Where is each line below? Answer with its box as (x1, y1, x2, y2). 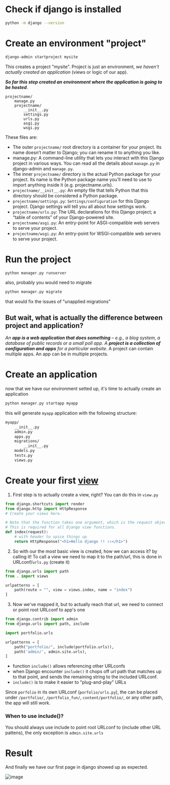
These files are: (5, 134, 38, 140)
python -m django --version (5, 20, 65, 25)
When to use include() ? (5, 713, 64, 720)
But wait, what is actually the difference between (5, 313, 163, 322)
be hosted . (5, 84, 28, 90)
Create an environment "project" (5, 38, 147, 49)
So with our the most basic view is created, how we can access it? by (12, 548, 158, 554)
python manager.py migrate (5, 289, 62, 294)
